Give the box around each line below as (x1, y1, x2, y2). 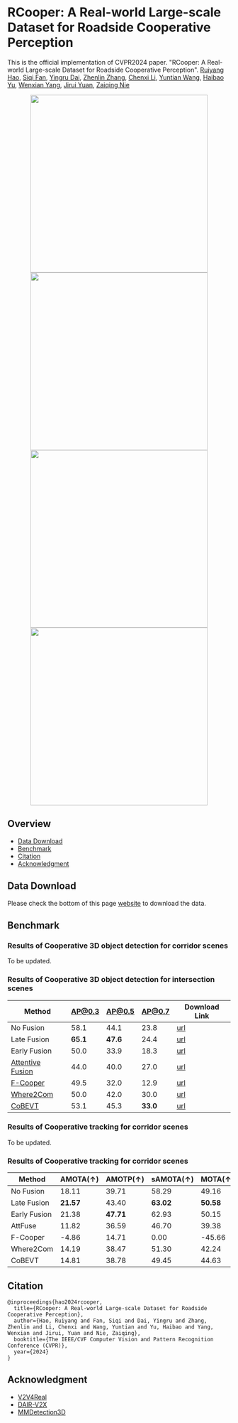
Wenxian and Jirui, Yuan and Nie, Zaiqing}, (7, 1329, 141, 1336)
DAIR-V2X (17, 1400, 47, 1409)
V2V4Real (17, 1392, 47, 1401)
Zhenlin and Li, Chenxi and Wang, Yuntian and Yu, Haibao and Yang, (7, 1323, 214, 1331)
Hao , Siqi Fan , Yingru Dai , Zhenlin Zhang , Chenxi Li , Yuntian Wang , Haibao (7, 72, 225, 82)
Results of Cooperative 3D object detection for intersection (7, 975, 215, 985)
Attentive (11, 1057, 41, 1067)
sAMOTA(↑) (151, 1174, 194, 1184)
